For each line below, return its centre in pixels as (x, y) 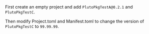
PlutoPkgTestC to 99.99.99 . (32, 26)
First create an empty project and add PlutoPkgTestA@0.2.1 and (69, 7)
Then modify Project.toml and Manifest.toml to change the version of (75, 21)
